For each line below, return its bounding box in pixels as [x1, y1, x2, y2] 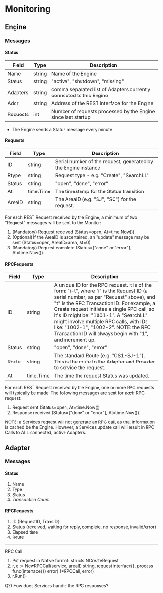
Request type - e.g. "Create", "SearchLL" [55, 172, 149, 179]
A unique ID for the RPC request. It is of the [54, 282, 152, 288]
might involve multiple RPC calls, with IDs [54, 318, 148, 325]
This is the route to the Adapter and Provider [54, 358, 155, 365]
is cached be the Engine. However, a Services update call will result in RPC [5, 424, 155, 430]
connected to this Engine [51, 92, 108, 98]
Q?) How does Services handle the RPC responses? [5, 582, 109, 588]
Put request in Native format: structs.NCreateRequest [12, 557, 119, 563]
